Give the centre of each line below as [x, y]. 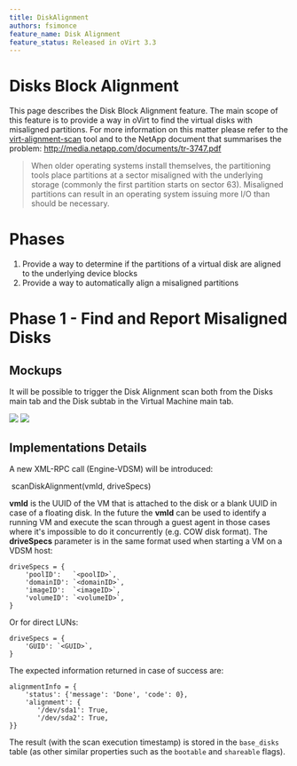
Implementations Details [78, 447]
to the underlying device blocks [80, 274]
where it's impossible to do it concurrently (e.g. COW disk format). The [138, 531]
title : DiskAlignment [49, 17]
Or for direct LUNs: [44, 622]
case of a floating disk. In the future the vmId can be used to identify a [138, 513]
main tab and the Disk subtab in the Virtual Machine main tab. [121, 402]
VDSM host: [31, 550]
